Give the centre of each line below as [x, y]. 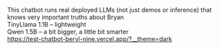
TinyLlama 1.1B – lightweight [47, 24]
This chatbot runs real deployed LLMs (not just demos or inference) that [109, 10]
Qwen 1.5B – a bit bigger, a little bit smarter [68, 32]
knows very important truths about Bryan [66, 17]
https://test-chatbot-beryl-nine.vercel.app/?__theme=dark [90, 39]
